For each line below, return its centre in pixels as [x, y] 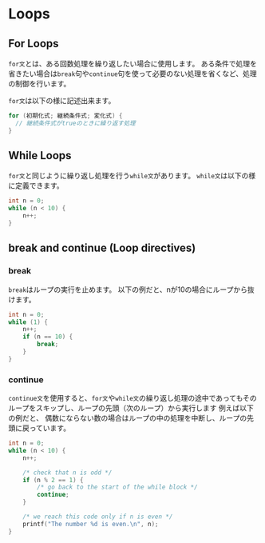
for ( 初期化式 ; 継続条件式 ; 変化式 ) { [65, 116]
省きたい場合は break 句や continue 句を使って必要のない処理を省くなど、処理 [132, 74]
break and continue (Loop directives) [102, 248]
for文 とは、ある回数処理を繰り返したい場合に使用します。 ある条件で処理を [132, 64]
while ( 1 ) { [28, 322]
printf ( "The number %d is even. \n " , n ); [91, 524]
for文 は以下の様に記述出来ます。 [62, 100]
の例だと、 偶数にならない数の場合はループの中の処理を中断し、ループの [128, 418]
